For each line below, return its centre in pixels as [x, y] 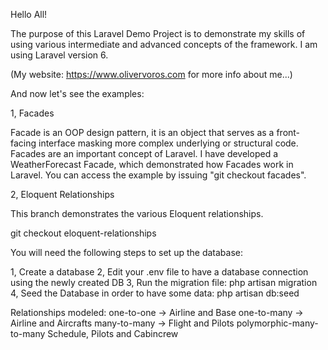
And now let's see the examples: [77, 93]
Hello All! [29, 14]
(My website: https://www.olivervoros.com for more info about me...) [151, 74]
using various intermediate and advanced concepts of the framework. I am [164, 44]
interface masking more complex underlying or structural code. [168, 143]
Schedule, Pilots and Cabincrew [113, 333]
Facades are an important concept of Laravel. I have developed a [144, 153]
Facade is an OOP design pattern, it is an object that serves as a [142, 132]
